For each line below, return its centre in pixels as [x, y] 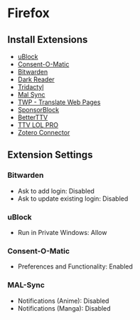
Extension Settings [50, 155]
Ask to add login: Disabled [56, 191]
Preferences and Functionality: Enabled [75, 266]
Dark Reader [36, 79]
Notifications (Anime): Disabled [63, 301]
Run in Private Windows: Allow [62, 232]
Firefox [28, 13]
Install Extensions [48, 40]
